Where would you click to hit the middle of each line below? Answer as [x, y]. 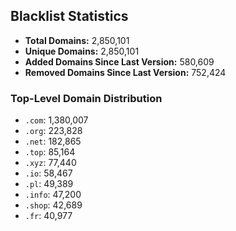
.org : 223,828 [53, 131]
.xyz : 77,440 [50, 163]
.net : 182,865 [53, 141]
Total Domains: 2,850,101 [77, 40]
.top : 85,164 [50, 152]
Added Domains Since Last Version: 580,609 [119, 61]
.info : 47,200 [53, 195]
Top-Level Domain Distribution [86, 98]
